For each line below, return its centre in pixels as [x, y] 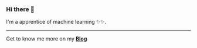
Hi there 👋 [21, 9]
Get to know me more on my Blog [47, 39]
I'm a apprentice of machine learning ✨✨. [56, 22]
